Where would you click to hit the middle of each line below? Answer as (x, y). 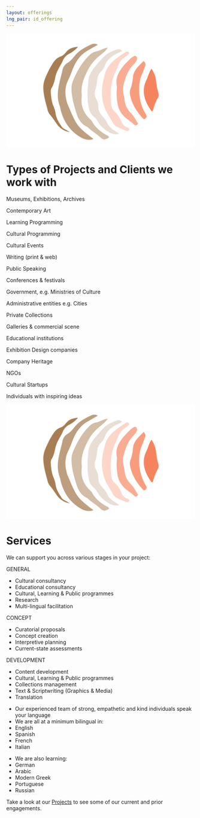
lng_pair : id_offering (34, 19)
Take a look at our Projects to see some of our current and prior (85, 802)
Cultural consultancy (40, 580)
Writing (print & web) (32, 257)
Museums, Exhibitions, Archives (46, 199)
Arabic (23, 771)
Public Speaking (26, 269)
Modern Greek (33, 777)
